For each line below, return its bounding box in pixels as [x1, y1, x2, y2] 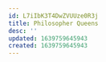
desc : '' [8, 27, 38, 35]
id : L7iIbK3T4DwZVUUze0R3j [8, 11, 99, 20]
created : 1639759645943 [8, 42, 88, 50]
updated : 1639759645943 [8, 34, 88, 43]
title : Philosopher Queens [8, 19, 99, 27]
